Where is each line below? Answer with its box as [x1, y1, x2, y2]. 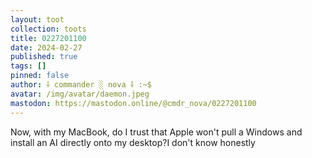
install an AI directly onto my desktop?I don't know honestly [10, 136, 256, 148]
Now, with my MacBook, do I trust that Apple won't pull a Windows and [10, 126, 303, 138]
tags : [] [10, 61, 47, 71]
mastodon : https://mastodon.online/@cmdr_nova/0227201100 [10, 98, 257, 108]
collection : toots [10, 24, 87, 34]
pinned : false [10, 71, 70, 81]
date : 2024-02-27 [10, 42, 83, 53]
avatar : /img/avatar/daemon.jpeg [10, 89, 150, 99]
